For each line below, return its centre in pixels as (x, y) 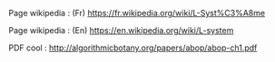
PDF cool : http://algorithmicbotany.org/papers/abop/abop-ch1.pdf (133, 48)
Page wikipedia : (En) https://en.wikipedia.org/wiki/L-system (121, 30)
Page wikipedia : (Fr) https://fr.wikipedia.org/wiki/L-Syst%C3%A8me (137, 13)
